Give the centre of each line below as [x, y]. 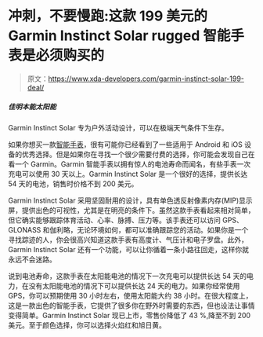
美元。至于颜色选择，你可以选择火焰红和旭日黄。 [87, 325]
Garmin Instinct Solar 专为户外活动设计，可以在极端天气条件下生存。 [118, 127]
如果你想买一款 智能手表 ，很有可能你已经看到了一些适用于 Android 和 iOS [125, 144]
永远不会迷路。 [32, 259]
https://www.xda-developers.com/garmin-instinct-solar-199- [146, 79]
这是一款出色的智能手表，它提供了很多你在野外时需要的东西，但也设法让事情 [131, 305]
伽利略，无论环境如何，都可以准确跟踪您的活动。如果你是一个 [149, 229]
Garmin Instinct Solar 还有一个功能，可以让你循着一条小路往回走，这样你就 [128, 249]
